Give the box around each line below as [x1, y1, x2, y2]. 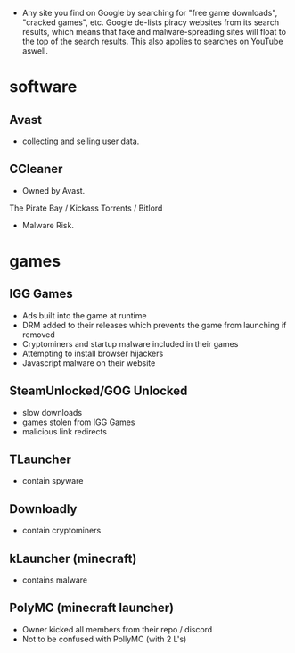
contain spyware [21, 475, 84, 486]
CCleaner [9, 161, 63, 177]
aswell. [21, 45, 49, 56]
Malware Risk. [21, 219, 74, 230]
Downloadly [9, 501, 78, 517]
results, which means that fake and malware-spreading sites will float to [21, 27, 287, 37]
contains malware [21, 574, 87, 585]
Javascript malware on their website [21, 357, 156, 368]
